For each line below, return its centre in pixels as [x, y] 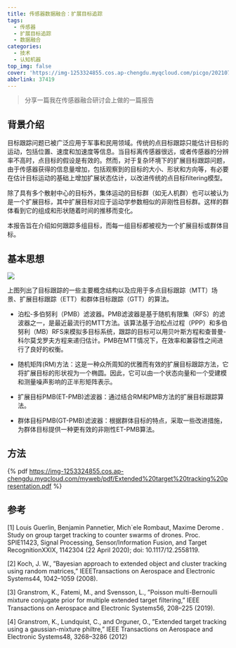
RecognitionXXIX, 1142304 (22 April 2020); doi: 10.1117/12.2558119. [104, 549]
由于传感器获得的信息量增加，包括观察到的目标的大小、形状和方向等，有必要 [118, 169]
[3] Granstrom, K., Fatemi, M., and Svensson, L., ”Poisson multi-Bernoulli [112, 592]
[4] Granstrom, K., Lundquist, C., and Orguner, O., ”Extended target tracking [117, 621]
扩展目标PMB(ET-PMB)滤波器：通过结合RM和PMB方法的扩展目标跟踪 [117, 397]
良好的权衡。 [48, 349]
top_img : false [29, 66]
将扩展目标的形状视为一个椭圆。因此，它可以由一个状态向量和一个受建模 [122, 373]
